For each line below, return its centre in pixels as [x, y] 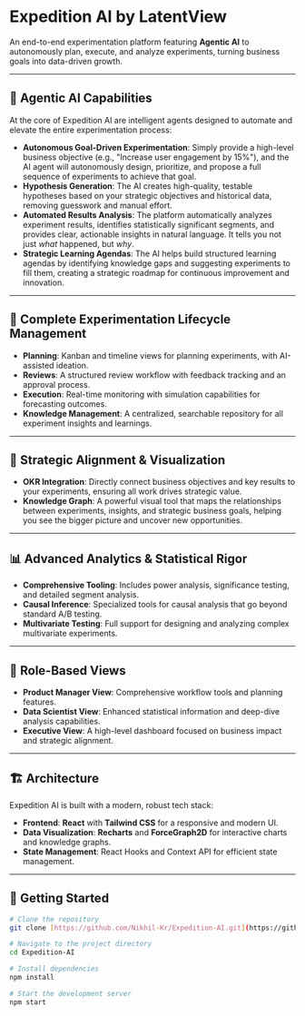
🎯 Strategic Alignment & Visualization [118, 460]
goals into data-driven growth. [66, 61]
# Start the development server [70, 993]
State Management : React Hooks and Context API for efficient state [150, 852]
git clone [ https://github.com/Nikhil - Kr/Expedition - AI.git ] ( [129, 928]
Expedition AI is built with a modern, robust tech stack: [111, 804]
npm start [28, 1002]
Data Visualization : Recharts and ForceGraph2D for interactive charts [155, 832]
